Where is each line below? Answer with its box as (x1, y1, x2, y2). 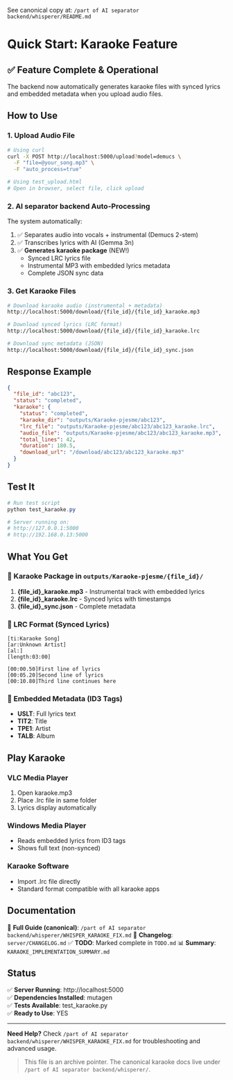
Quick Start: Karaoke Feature (7, 36, 178, 52)
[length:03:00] (7, 654, 51, 661)
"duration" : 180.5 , (19, 442, 76, 449)
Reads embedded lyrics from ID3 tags (17, 837, 126, 845)
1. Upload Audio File (7, 131, 75, 140)
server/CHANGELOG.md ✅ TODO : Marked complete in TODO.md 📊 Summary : (7, 938, 216, 946)
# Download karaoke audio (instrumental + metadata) (7, 302, 163, 309)
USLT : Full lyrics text (17, 709, 76, 718)
